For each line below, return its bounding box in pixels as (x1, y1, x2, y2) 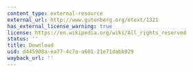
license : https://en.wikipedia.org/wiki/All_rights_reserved (7, 29, 187, 36)
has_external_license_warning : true (7, 23, 112, 29)
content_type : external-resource (7, 10, 103, 17)
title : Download (7, 42, 54, 49)
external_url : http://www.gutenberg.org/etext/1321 (7, 16, 159, 23)
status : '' (7, 36, 39, 43)
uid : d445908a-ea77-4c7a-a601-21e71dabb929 (7, 49, 134, 56)
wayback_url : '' (7, 55, 54, 62)
